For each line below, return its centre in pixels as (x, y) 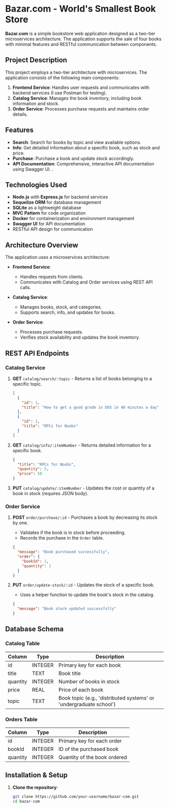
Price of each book (81, 689)
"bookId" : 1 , (35, 561)
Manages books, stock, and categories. (61, 307)
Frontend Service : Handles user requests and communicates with (81, 87)
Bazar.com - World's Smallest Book (80, 9)
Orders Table (21, 719)
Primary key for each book (90, 665)
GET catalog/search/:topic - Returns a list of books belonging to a (82, 379)
